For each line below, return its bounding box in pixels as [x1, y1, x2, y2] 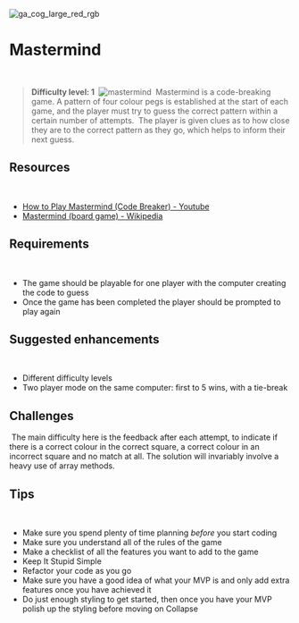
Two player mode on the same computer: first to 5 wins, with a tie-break [21, 383, 288, 393]
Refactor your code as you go [21, 566, 132, 576]
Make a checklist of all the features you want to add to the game [21, 546, 259, 557]
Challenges [9, 408, 74, 424]
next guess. [30, 134, 75, 145]
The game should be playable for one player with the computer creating [21, 277, 287, 288]
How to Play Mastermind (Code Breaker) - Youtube [21, 201, 210, 212]
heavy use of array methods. [9, 460, 115, 471]
